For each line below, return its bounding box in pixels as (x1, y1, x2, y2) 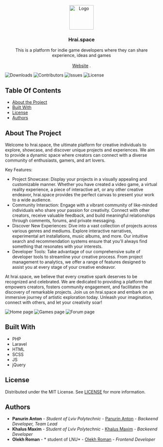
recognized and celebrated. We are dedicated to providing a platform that (5, 279, 152, 284)
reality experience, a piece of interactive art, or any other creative (12, 186, 144, 192)
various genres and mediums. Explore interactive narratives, (12, 228, 132, 234)
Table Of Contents (5, 86, 62, 94)
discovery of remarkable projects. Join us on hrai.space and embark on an (5, 289, 154, 295)
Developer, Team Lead (12, 421, 58, 427)
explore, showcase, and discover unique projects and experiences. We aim (5, 147, 155, 153)
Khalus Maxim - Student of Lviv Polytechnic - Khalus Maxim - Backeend (12, 426, 158, 432)
